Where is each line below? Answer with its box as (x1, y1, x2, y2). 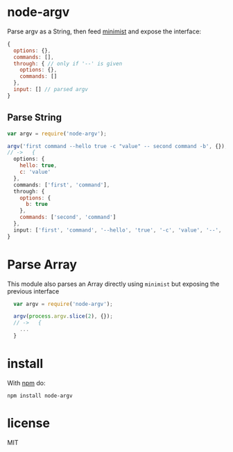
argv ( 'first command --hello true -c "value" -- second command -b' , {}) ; (7, 143, 228, 150)
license (7, 415, 51, 431)
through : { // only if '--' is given (13, 60, 123, 67)
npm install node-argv (7, 392, 73, 399)
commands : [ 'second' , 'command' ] (19, 213, 116, 221)
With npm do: (7, 378, 46, 387)
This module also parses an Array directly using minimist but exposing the (7, 280, 220, 288)
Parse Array (7, 257, 78, 272)
